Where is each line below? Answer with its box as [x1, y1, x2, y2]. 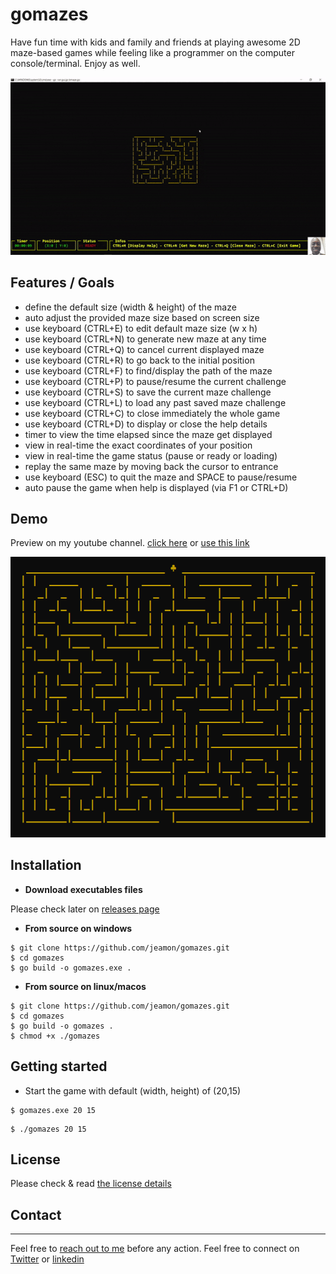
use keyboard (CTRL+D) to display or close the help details [24, 418, 268, 430]
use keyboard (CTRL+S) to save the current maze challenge [24, 386, 272, 398]
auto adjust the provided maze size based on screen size [24, 311, 260, 323]
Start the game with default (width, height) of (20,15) [24, 1084, 242, 1097]
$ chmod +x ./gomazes [10, 1031, 101, 1041]
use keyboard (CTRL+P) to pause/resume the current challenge [24, 375, 287, 387]
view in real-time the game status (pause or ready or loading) [24, 449, 278, 462]
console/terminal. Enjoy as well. [10, 57, 141, 69]
